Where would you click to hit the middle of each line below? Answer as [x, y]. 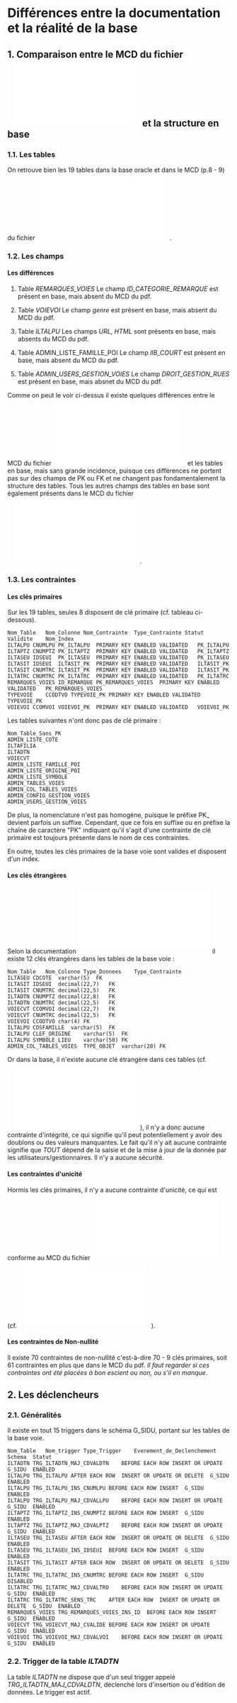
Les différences [31, 273]
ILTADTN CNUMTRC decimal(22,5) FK [61, 1003]
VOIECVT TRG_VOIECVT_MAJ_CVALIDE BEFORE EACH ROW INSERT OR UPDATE [109, 1625]
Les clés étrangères [37, 875]
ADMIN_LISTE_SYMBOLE [38, 777]
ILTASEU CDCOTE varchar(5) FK [55, 978]
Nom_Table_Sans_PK [34, 734]
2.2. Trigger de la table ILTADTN [63, 1661]
